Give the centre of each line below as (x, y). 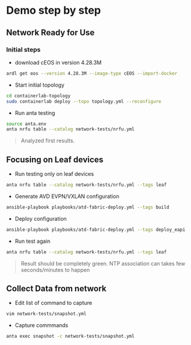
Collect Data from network (56, 288)
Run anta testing (35, 113)
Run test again (33, 241)
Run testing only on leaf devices (54, 174)
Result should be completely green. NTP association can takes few (103, 263)
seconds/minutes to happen (55, 270)
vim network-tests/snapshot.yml (46, 314)
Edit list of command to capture (53, 303)
